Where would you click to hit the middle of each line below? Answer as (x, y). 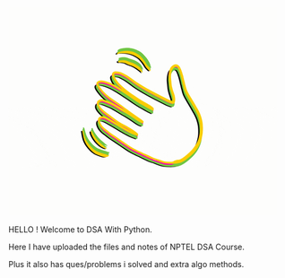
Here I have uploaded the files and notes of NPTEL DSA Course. (127, 247)
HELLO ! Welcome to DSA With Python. (81, 230)
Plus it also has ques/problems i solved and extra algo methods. (126, 264)
